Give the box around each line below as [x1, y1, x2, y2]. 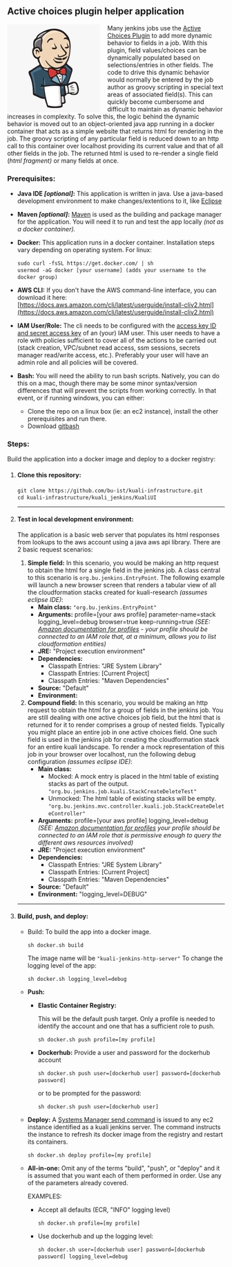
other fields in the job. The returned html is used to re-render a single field [7, 149, 219, 157]
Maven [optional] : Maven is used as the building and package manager [17, 211, 222, 219]
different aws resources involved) [37, 838, 134, 847]
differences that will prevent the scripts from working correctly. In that [17, 387, 217, 395]
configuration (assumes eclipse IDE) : [27, 757, 133, 765]
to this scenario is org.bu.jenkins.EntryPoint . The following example [27, 573, 225, 581]
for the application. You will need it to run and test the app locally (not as [17, 218, 224, 226]
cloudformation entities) [37, 639, 107, 648]
